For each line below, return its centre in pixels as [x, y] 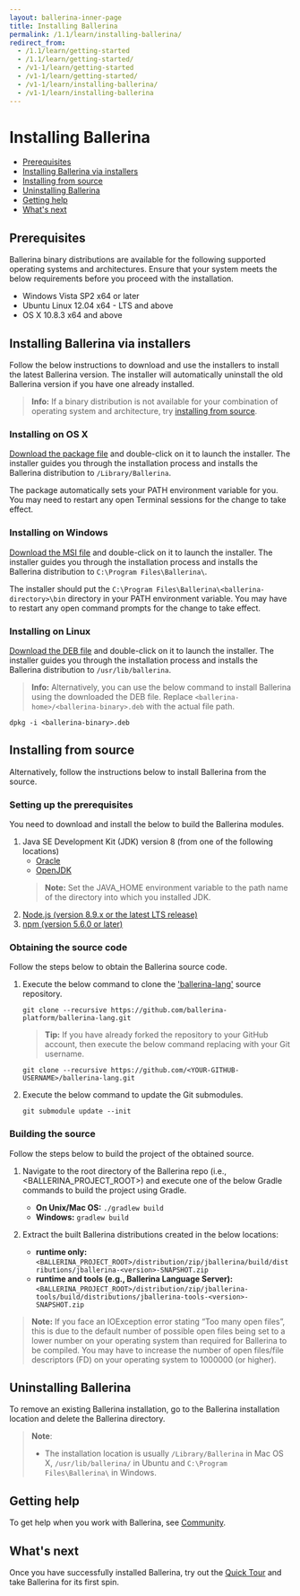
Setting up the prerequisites [71, 805]
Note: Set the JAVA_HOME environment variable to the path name [166, 888]
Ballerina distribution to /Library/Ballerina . [90, 473]
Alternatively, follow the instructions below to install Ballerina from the [138, 772]
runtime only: [61, 1252]
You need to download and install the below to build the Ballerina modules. [147, 824]
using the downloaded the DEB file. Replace [112, 696]
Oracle [48, 861]
